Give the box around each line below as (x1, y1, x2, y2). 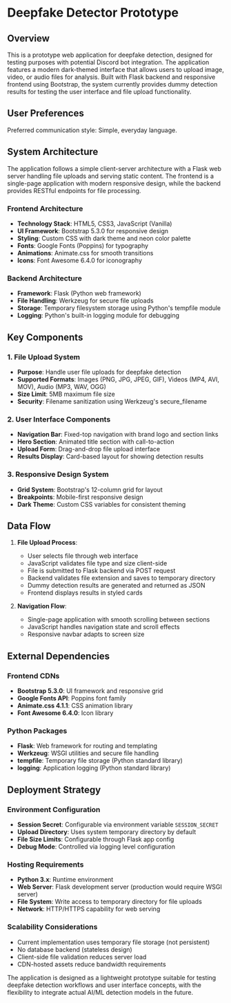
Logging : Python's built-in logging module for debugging (17, 311, 180, 320)
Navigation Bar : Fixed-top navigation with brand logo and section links (17, 431, 219, 439)
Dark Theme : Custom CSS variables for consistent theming (17, 500, 186, 508)
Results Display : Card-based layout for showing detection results (17, 452, 204, 461)
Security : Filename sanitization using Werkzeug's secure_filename (17, 397, 207, 406)
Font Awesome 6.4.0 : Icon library (17, 709, 114, 717)
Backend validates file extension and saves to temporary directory (27, 574, 216, 582)
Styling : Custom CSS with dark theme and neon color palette (17, 234, 191, 242)
